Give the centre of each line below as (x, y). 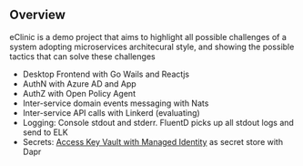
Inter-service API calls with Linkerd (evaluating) (111, 112)
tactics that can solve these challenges (83, 56)
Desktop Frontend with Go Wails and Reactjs (106, 74)
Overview (38, 15)
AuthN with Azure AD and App (79, 83)
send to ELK (45, 132)
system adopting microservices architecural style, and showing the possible (152, 47)
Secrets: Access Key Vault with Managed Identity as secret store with (153, 141)
